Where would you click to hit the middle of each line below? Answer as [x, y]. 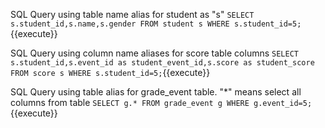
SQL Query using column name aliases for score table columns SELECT [154, 53]
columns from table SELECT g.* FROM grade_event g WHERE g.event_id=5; [161, 102]
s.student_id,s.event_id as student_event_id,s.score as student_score [162, 63]
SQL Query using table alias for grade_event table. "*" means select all [156, 92]
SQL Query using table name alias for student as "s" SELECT [132, 14]
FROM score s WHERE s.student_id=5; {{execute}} [110, 72]
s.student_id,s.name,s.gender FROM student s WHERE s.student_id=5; [156, 24]
